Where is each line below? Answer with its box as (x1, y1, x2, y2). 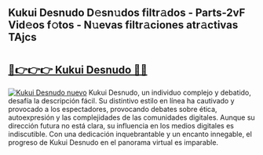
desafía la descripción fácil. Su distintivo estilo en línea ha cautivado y (8, 96, 235, 105)
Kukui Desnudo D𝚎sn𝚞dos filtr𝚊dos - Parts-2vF (8, 6, 246, 20)
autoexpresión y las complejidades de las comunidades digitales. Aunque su (8, 113, 255, 122)
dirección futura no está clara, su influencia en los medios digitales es (8, 121, 234, 130)
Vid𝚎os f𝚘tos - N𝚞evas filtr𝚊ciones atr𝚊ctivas (8, 19, 239, 32)
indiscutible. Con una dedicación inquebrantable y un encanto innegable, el (8, 129, 253, 139)
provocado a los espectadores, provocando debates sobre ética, (8, 105, 217, 114)
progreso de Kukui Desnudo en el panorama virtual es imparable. (8, 138, 218, 147)
